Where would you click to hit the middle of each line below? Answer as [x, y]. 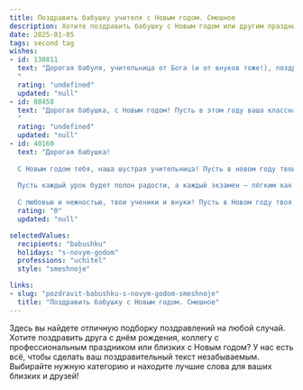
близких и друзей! [44, 376]
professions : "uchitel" [62, 261]
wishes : [24, 51]
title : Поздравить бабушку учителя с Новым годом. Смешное [123, 18]
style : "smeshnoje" [54, 269]
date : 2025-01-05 [42, 34]
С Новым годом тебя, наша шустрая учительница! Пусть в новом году [147, 169]
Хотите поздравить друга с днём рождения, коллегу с [114, 337]
